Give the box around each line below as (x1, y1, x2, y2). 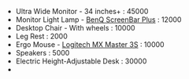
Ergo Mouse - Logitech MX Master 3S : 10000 (15, 40, 165, 49)
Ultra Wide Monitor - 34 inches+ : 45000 (15, 7, 149, 16)
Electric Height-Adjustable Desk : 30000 (15, 56, 147, 66)
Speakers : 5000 (15, 48, 70, 57)
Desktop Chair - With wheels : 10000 (15, 23, 135, 32)
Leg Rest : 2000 (15, 31, 69, 41)
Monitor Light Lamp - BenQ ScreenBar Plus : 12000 (15, 15, 182, 24)
